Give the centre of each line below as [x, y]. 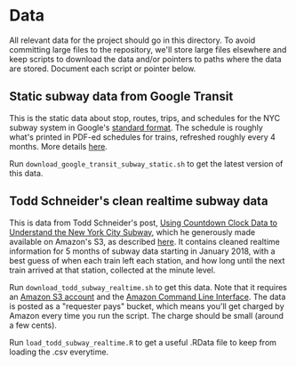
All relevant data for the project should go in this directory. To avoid [132, 40]
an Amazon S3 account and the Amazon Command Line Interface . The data [148, 297]
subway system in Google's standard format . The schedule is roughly [136, 127]
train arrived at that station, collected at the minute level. [112, 270]
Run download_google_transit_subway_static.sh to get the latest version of [146, 163]
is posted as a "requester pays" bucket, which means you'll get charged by [147, 306]
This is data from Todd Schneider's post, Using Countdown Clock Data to [144, 223]
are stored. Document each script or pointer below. [103, 69]
